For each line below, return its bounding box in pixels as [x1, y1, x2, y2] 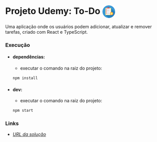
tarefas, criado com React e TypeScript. [5, 29, 88, 35]
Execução [5, 41, 30, 48]
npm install [12, 76, 38, 81]
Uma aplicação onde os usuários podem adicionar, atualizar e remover [5, 23, 152, 30]
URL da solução [12, 131, 46, 137]
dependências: [12, 54, 45, 60]
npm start [12, 108, 34, 113]
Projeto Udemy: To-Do [5, 5, 100, 17]
